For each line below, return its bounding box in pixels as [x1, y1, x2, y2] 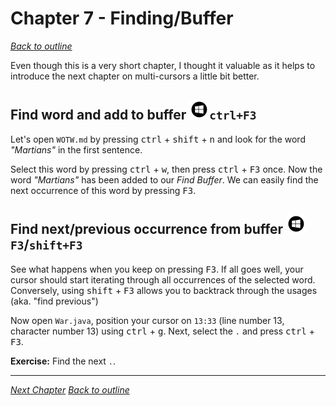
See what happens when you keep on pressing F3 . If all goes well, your [10, 263, 304, 275]
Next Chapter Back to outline [10, 383, 130, 396]
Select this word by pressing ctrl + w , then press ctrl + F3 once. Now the [10, 163, 323, 175]
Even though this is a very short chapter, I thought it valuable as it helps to [10, 59, 316, 71]
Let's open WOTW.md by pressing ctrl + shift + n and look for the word [10, 133, 306, 145]
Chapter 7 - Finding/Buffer [10, 7, 234, 30]
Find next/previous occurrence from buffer [10, 221, 284, 238]
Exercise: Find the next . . [10, 355, 117, 367]
